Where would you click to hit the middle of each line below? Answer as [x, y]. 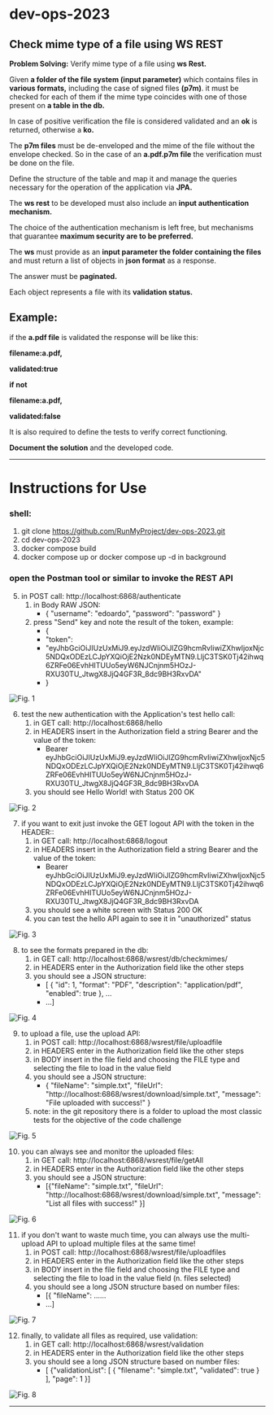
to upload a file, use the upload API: [80, 1033]
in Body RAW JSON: [67, 605]
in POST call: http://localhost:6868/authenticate [101, 596]
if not [18, 384]
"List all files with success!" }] [95, 1203]
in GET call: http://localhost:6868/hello [98, 723]
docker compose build [59, 548]
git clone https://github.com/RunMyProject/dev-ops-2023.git [123, 531]
